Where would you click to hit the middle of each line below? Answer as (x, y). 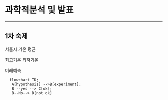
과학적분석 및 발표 (39, 10)
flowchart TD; (24, 80)
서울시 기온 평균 (21, 49)
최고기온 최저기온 (22, 60)
